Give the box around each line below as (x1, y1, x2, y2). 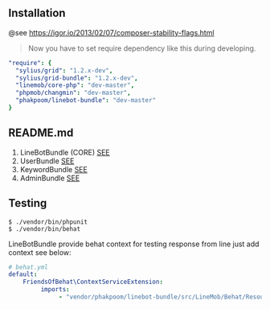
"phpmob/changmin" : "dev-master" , (15, 89, 131, 97)
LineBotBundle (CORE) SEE (19, 147, 110, 157)
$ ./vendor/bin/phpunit (8, 217, 88, 226)
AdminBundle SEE (19, 173, 80, 183)
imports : (40, 286, 70, 294)
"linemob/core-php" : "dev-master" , (15, 81, 135, 89)
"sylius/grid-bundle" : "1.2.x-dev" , (15, 74, 138, 82)
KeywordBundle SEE (19, 164, 88, 174)
